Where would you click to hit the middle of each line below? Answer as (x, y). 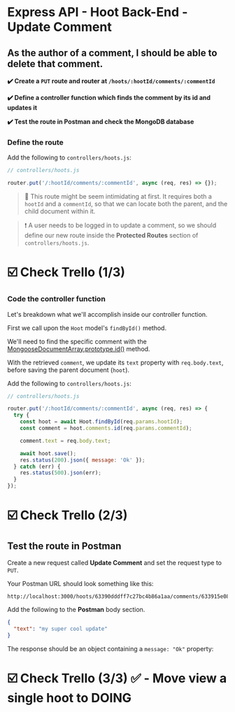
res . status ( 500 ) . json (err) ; (60, 473)
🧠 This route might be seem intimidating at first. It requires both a (118, 197)
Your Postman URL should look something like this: (80, 584)
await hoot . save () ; (48, 453)
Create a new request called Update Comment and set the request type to (115, 563)
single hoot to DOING (69, 698)
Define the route (36, 142)
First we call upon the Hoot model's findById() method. (87, 328)
